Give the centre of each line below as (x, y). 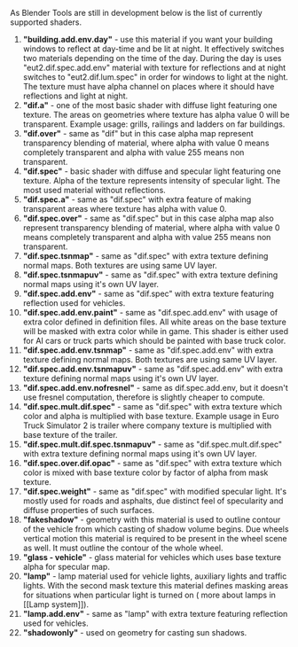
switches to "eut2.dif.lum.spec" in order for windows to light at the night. (156, 77)
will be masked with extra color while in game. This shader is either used (156, 331)
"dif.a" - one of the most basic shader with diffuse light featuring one (150, 105)
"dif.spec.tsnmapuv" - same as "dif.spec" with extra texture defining (150, 275)
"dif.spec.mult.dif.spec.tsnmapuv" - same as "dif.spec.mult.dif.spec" (153, 444)
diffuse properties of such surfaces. (88, 510)
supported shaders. (46, 22)
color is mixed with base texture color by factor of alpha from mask (145, 472)
